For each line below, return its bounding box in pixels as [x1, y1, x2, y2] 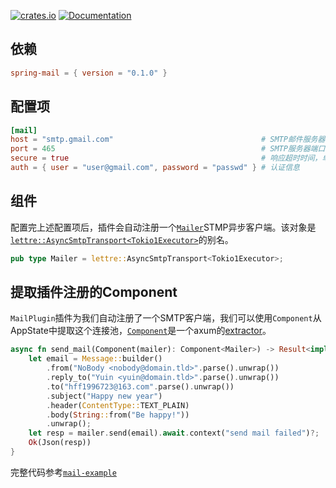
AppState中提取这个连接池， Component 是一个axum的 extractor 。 [10, 325, 272, 337]
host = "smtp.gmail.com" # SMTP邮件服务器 [10, 135, 326, 145]
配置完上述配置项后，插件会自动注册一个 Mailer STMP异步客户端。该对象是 [10, 221, 317, 233]
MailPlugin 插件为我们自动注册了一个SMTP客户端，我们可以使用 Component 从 [10, 312, 322, 324]
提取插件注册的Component [10, 283, 178, 300]
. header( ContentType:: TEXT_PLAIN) [46, 400, 190, 410]
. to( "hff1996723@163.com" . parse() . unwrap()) [46, 381, 235, 392]
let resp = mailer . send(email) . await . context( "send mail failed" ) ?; [28, 428, 320, 439]
